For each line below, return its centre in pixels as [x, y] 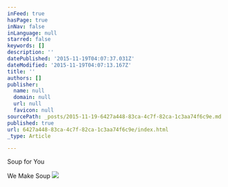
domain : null [32, 98]
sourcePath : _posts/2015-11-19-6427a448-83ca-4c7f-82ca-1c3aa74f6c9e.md [114, 116]
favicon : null [34, 110]
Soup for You [26, 162]
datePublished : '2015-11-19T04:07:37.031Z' [71, 59]
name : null [29, 91]
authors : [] [24, 78]
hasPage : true [28, 20]
